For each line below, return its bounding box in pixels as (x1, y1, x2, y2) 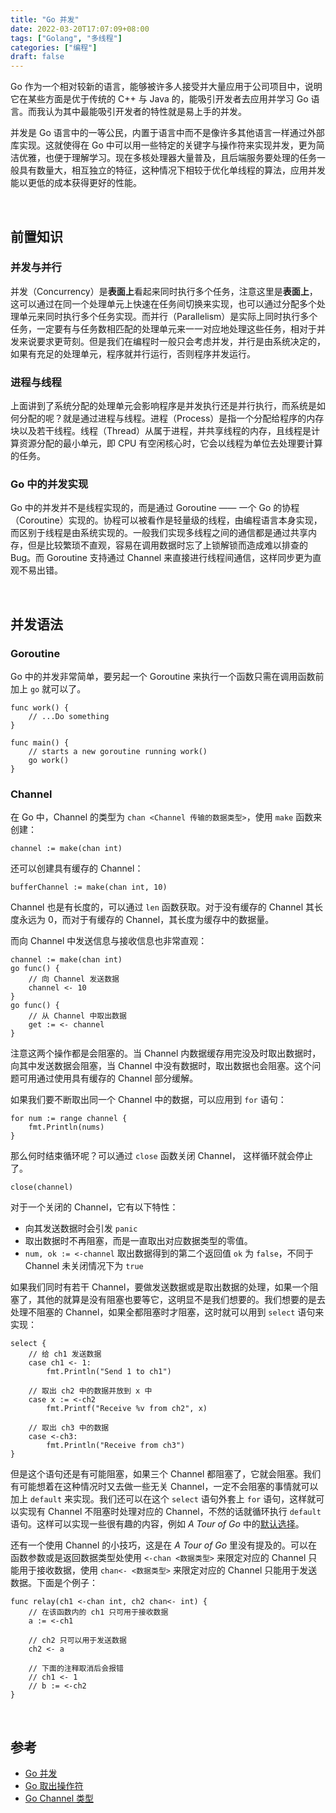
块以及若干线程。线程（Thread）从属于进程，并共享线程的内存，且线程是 (10, 425, 312, 437)
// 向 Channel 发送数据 (28, 974, 120, 985)
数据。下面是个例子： (10, 1577, 98, 1589)
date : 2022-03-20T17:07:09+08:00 (10, 24, 150, 34)
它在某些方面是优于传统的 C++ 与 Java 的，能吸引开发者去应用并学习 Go (10, 93, 309, 105)
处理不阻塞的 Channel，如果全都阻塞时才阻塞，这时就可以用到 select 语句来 (10, 1306, 325, 1318)
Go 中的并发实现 (10, 477, 89, 491)
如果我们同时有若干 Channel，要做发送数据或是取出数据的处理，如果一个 (10, 1281, 310, 1293)
